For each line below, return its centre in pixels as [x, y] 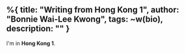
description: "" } [38, 29]
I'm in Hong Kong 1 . [31, 43]
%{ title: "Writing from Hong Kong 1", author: [93, 10]
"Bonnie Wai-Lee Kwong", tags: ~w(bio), [85, 20]
